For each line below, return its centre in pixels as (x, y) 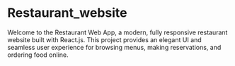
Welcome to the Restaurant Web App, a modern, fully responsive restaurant (117, 32)
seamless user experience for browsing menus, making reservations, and (114, 47)
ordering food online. (38, 55)
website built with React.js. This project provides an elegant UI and (104, 39)
